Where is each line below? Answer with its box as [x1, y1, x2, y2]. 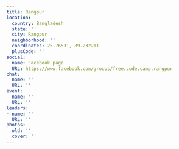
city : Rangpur [12, 32, 47, 38]
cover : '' [12, 133, 37, 140]
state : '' [12, 26, 37, 32]
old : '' [12, 128, 32, 134]
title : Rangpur [6, 9, 45, 15]
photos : [6, 122, 26, 128]
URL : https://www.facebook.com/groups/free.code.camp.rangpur [12, 65, 173, 72]
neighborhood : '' [12, 37, 56, 43]
